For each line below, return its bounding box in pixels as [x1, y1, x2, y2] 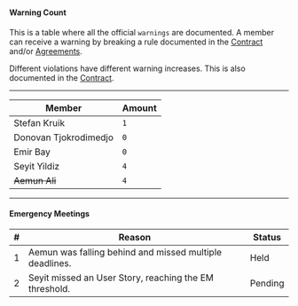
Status [252, 231, 282, 243]
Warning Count [9, 7, 67, 18]
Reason [118, 231, 152, 243]
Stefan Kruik [13, 116, 65, 129]
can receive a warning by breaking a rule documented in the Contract [9, 36, 263, 47]
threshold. [27, 283, 71, 294]
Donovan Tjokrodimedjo [13, 131, 114, 144]
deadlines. [27, 257, 72, 269]
